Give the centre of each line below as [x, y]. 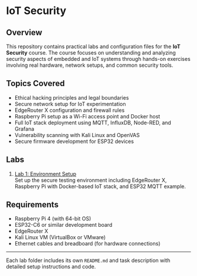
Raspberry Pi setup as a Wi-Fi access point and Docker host [87, 116]
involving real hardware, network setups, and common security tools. [90, 65]
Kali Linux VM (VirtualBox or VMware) [60, 237]
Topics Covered [35, 84]
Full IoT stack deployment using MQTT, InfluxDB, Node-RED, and [93, 122]
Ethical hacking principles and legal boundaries [72, 97]
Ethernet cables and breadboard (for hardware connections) [87, 244]
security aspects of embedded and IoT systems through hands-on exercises [98, 59]
